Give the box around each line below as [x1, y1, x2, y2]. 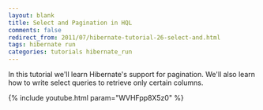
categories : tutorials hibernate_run [8, 48, 133, 56]
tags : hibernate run [8, 41, 77, 49]
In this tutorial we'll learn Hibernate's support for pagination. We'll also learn [8, 70, 255, 79]
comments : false [8, 26, 62, 34]
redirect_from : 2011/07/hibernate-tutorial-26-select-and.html [8, 33, 221, 42]
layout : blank [8, 11, 55, 20]
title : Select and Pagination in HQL [8, 19, 133, 27]
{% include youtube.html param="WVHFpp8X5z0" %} [8, 93, 184, 102]
